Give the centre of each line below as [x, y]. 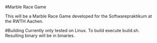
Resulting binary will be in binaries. [40, 36]
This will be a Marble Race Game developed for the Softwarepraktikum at [78, 16]
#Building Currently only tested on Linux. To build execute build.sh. [72, 30]
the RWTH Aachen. [24, 21]
